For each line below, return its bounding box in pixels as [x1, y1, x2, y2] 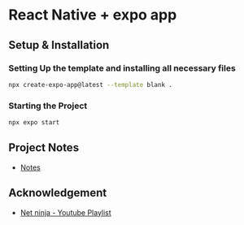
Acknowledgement [8, 186, 107, 200]
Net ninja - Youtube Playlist [20, 207, 111, 217]
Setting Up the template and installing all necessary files [8, 63, 236, 74]
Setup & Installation [8, 38, 110, 52]
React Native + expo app [8, 6, 177, 24]
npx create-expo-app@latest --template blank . [8, 80, 173, 89]
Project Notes [8, 141, 80, 155]
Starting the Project [8, 100, 88, 111]
